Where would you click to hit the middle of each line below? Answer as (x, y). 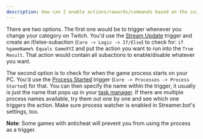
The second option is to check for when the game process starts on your (97, 73)
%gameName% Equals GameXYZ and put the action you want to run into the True (100, 48)
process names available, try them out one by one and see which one (93, 99)
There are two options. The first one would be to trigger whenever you (94, 29)
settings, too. (23, 111)
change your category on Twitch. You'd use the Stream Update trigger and (99, 35)
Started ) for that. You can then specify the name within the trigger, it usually (101, 86)
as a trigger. (21, 129)
